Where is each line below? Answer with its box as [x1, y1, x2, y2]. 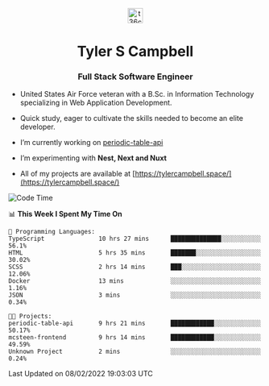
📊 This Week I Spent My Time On [8, 210, 122, 219]
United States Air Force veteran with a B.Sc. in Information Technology [19, 89, 255, 99]
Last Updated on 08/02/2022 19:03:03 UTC [8, 369, 153, 379]
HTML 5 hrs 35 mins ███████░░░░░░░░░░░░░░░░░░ [8, 249, 262, 257]
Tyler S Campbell [77, 43, 194, 60]
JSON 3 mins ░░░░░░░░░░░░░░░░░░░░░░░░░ [8, 291, 262, 300]
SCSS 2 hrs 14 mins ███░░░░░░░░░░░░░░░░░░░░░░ [8, 263, 262, 272]
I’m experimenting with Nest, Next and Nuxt [19, 153, 168, 163]
